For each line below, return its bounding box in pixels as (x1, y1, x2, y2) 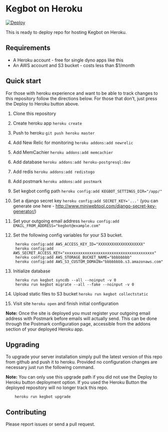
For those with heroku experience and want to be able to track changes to (5, 90, 158, 96)
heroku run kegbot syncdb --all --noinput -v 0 (15, 277, 116, 282)
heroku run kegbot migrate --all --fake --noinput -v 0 (15, 282, 134, 287)
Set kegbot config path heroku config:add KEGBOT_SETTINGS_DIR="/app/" (12, 188, 162, 194)
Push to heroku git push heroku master (12, 129, 95, 135)
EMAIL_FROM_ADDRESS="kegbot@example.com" (12, 223, 100, 228)
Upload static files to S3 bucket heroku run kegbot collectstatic (12, 290, 148, 296)
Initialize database (12, 268, 50, 274)
